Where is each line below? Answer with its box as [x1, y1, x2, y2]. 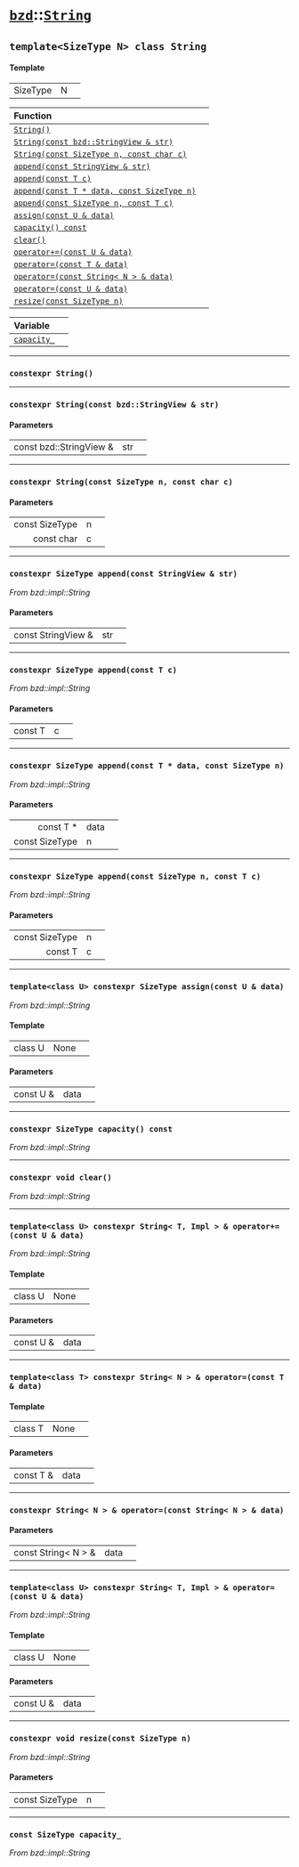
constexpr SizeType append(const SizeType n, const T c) [9, 871, 262, 881]
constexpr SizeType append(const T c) [9, 664, 178, 675]
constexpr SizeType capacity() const [9, 1124, 174, 1134]
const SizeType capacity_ [9, 1830, 122, 1839]
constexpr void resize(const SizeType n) [9, 1733, 191, 1744]
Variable [13, 319, 51, 331]
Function [13, 110, 53, 122]
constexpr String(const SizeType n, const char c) [9, 477, 233, 487]
